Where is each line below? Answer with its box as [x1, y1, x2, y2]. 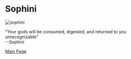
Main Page [5, 48, 27, 54]
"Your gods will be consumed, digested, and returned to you [5, 29, 127, 34]
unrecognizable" [5, 34, 39, 40]
